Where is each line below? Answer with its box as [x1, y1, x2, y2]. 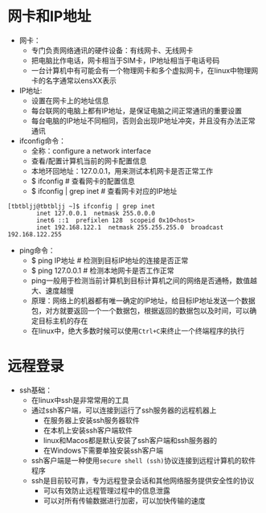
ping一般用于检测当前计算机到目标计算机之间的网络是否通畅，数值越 [31, 275, 258, 285]
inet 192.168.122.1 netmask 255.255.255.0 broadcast [36, 223, 224, 232]
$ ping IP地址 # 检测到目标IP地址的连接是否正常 [31, 255, 189, 265]
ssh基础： [18, 385, 53, 395]
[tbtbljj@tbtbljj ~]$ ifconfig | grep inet [7, 202, 156, 210]
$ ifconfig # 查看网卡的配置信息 [31, 176, 136, 186]
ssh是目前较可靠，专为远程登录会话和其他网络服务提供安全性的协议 [31, 475, 255, 485]
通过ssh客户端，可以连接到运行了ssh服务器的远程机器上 [31, 405, 217, 415]
